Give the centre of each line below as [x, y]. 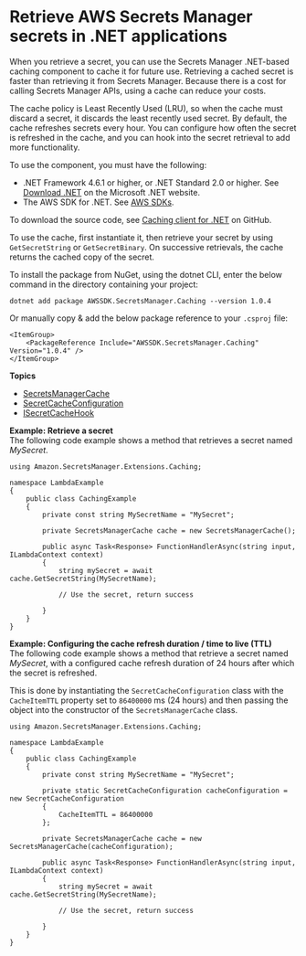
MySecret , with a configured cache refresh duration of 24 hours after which [152, 663]
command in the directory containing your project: [104, 284]
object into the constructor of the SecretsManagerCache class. [124, 709]
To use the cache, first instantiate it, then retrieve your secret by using [142, 237]
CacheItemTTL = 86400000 [106, 814]
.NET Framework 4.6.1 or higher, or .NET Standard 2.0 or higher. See [151, 182]
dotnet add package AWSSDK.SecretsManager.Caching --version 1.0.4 [141, 301]
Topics [23, 376]
